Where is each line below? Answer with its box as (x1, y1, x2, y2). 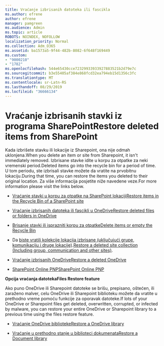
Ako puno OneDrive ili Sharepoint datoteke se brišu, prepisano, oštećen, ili (5, 285, 155, 291)
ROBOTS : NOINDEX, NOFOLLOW (5, 35, 60, 40)
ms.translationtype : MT (5, 75, 54, 80)
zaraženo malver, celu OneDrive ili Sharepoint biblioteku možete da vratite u (5, 291, 158, 297)
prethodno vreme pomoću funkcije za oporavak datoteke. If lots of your (5, 296, 147, 301)
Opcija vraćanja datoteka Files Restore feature (5, 276, 100, 282)
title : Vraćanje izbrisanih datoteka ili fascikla (5, 7, 110, 12)
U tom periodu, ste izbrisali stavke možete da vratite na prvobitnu (5, 168, 137, 174)
